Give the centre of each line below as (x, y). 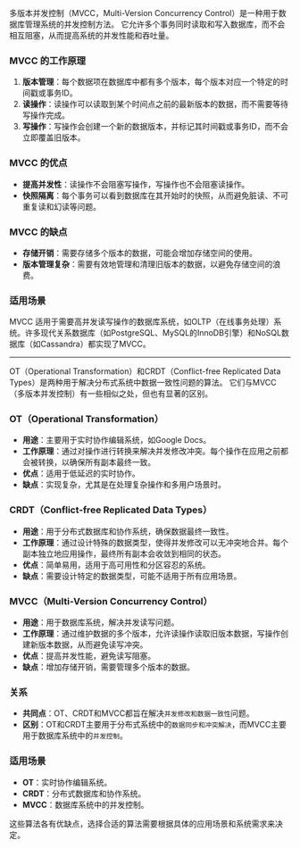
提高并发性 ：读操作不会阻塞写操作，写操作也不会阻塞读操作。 (136, 184)
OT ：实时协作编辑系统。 (67, 782)
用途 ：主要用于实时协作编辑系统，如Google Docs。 (117, 440)
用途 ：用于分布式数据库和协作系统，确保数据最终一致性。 (128, 531)
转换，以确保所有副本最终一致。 (97, 462)
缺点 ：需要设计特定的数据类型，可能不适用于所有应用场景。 (132, 576)
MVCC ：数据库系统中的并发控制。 (85, 804)
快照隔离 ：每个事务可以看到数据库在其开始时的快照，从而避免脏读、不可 (155, 195)
